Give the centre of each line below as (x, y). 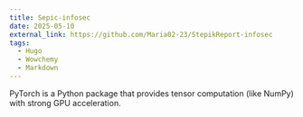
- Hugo (30, 51)
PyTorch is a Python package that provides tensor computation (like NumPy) (151, 93)
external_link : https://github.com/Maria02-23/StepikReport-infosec (141, 34)
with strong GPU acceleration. (65, 103)
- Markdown (38, 68)
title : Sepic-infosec (50, 18)
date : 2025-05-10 (42, 26)
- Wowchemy (38, 59)
